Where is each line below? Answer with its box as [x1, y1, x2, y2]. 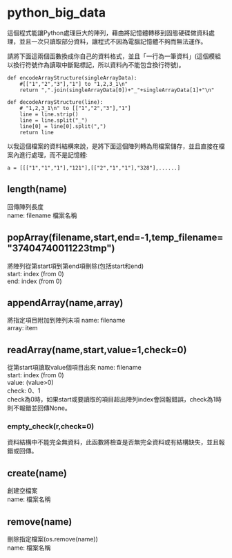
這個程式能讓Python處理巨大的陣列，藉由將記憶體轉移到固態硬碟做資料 [7, 28, 209, 37]
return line [19, 129, 54, 136]
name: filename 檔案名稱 [7, 211, 77, 219]
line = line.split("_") [19, 116, 88, 124]
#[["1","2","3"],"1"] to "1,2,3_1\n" [19, 80, 128, 87]
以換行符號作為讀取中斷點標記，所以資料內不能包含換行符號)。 [7, 60, 185, 69]
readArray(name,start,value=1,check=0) [7, 344, 187, 356]
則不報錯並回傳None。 [7, 404, 71, 413]
